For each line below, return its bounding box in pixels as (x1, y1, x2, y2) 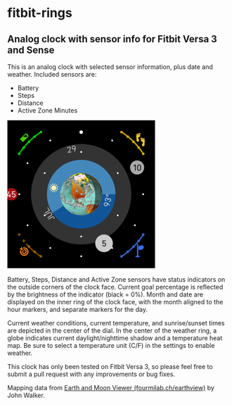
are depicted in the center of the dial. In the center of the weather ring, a (7, 326, 217, 335)
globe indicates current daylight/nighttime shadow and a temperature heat (7, 334, 223, 342)
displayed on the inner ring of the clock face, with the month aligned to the (7, 298, 224, 306)
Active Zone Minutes (17, 106, 78, 114)
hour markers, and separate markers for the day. (7, 305, 148, 313)
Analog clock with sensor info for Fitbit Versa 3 (7, 33, 218, 45)
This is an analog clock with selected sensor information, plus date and (7, 63, 213, 71)
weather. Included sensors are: (7, 70, 97, 78)
